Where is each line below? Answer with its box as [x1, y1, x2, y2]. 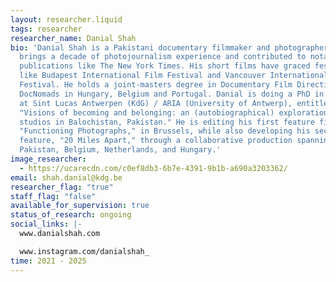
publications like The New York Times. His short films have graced [19, 61, 311, 71]
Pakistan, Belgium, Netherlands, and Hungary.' [19, 145, 222, 155]
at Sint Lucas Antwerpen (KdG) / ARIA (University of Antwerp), [19, 98, 293, 108]
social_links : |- [10, 219, 83, 230]
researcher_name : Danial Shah [10, 33, 137, 43]
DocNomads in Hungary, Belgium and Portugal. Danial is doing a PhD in [19, 89, 325, 99]
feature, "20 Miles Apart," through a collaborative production [19, 136, 293, 146]
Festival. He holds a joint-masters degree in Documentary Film [19, 80, 293, 90]
